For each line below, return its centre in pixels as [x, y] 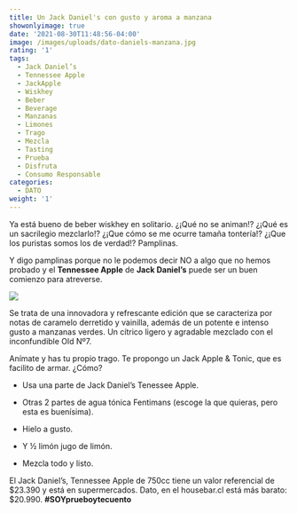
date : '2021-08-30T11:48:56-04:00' [75, 34]
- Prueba [33, 158]
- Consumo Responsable [59, 174]
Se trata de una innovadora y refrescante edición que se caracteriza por [141, 312]
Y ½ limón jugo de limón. [67, 446]
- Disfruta [37, 166]
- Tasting [35, 149]
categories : [31, 183]
